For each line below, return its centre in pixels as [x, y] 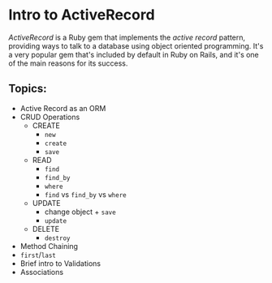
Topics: [28, 89]
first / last [38, 255]
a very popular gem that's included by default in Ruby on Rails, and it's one [134, 54]
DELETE [45, 229]
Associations [41, 272]
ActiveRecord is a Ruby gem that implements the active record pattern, [127, 37]
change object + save [80, 212]
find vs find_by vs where [86, 194]
